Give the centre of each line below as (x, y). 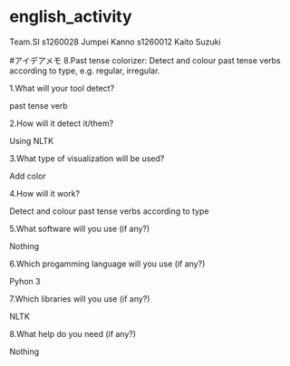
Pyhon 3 (25, 281)
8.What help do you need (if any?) (73, 333)
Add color (28, 176)
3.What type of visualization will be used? (87, 158)
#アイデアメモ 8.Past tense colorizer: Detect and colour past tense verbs (145, 60)
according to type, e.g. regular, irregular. (85, 71)
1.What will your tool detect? (62, 88)
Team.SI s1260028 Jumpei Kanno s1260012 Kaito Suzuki (115, 42)
